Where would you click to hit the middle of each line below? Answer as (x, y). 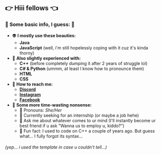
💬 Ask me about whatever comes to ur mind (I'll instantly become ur (88, 120)
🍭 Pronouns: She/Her (40, 110)
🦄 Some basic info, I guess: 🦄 (40, 24)
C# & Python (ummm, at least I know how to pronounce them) (82, 68)
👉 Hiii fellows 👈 (31, 8)
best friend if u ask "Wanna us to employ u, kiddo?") (72, 126)
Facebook (30, 100)
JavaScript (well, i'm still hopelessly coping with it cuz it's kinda (84, 47)
